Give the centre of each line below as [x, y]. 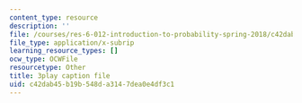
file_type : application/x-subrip [72, 43]
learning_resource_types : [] [64, 51]
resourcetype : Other [48, 68]
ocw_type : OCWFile [44, 59]
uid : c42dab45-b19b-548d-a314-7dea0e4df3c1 [92, 84]
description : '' [40, 26]
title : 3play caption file [60, 76]
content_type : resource [54, 17]
